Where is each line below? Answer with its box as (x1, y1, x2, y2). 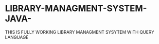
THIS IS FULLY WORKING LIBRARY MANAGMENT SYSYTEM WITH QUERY (5, 29, 155, 35)
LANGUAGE (5, 34, 29, 40)
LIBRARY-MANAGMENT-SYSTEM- (5, 3, 147, 14)
